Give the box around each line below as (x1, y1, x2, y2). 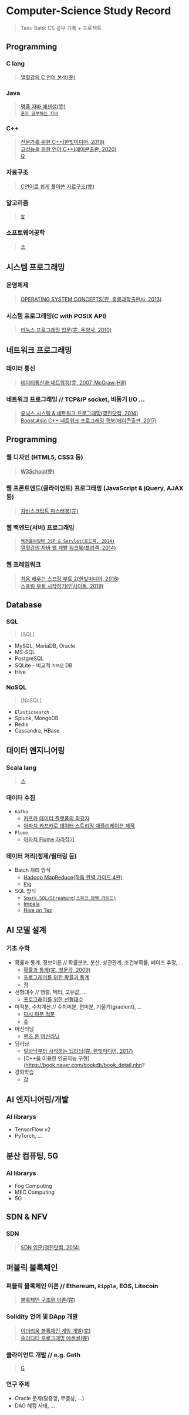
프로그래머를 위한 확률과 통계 (23, 973, 90, 980)
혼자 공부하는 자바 (20, 110, 59, 116)
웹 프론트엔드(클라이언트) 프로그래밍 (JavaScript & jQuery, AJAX (6, 484, 184, 492)
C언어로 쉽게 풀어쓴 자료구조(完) (20, 183, 95, 190)
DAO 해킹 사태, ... (14, 1402, 55, 1409)
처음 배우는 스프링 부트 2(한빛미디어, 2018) (20, 575, 119, 582)
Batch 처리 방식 (14, 866, 51, 874)
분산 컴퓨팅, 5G (6, 1151, 59, 1161)
